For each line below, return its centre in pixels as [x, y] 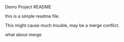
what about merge [23, 35]
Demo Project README [28, 7]
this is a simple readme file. [32, 16]
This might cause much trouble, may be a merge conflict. [62, 25]
